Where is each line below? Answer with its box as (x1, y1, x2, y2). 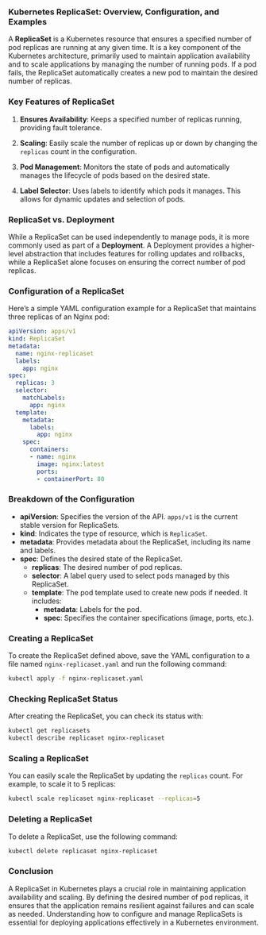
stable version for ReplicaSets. (19, 520, 120, 529)
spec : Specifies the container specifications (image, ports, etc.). (43, 613, 254, 622)
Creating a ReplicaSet (8, 633, 94, 644)
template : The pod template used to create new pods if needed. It (31, 587, 249, 597)
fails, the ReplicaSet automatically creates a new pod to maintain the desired (8, 68, 258, 78)
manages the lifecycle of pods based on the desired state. (19, 170, 210, 180)
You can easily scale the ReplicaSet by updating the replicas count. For (8, 771, 244, 780)
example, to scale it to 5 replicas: (8, 779, 117, 789)
